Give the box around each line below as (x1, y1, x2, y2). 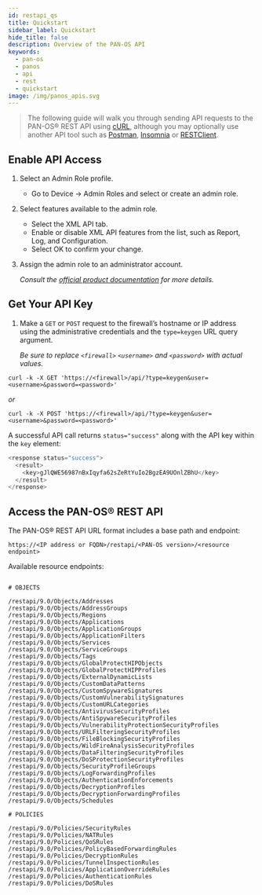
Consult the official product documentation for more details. (19, 275, 214, 284)
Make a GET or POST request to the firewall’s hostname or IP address (19, 318, 237, 328)
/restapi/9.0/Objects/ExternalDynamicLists (8, 673, 153, 681)
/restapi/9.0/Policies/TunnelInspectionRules (8, 859, 159, 867)
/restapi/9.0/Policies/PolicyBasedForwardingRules (8, 845, 177, 853)
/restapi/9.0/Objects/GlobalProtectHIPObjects (8, 659, 163, 668)
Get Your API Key (8, 298, 93, 311)
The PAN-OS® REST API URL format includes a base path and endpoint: (8, 526, 241, 535)
